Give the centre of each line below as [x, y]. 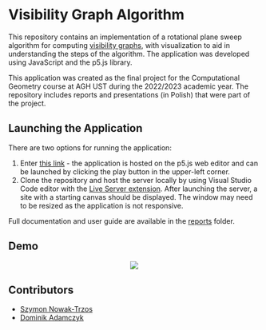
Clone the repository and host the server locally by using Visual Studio [135, 180]
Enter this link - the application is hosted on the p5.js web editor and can [139, 163]
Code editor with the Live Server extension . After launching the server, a [139, 189]
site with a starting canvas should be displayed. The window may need [136, 197]
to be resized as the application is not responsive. [101, 205]
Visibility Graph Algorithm [97, 15]
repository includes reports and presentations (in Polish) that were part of [129, 94]
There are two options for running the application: [90, 147]
